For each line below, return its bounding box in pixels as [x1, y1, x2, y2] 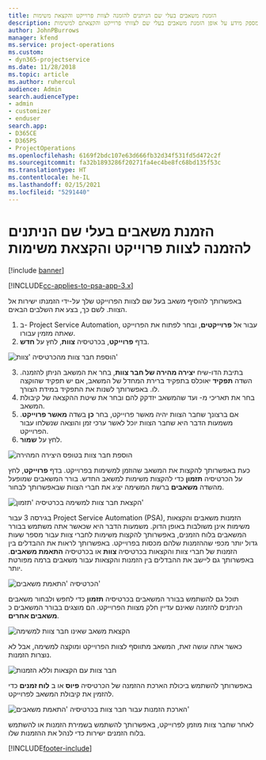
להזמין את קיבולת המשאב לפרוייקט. [8, 689, 115, 698]
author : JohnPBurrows [8, 26, 80, 34]
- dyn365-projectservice [8, 56, 90, 64]
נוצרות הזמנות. [8, 650, 51, 659]
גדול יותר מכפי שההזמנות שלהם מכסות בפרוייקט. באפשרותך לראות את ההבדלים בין [8, 538, 258, 547]
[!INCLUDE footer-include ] [8, 743, 93, 753]
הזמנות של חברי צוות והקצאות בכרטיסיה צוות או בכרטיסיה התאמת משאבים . [8, 546, 237, 556]
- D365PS [8, 136, 37, 145]
